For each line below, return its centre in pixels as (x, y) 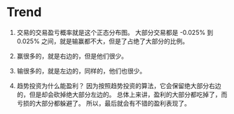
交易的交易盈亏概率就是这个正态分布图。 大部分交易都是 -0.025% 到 (115, 32)
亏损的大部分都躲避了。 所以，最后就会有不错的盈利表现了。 (103, 103)
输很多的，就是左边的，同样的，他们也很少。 (81, 71)
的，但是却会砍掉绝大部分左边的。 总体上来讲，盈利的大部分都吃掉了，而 (122, 94)
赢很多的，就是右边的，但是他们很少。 (72, 56)
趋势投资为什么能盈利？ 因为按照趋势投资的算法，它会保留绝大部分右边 (119, 85)
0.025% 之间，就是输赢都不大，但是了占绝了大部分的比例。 (103, 41)
